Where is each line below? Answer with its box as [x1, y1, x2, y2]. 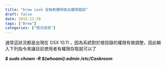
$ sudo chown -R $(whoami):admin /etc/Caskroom [5, 56, 113, 62]
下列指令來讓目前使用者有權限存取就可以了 [9, 46, 97, 52]
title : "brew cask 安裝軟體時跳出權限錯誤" [5, 7, 88, 12]
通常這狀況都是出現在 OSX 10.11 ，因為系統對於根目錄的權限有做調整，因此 [5, 40, 157, 46]
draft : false [5, 12, 32, 17]
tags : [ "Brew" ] [5, 21, 37, 26]
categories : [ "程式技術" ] [5, 26, 56, 31]
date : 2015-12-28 [5, 16, 41, 21]
